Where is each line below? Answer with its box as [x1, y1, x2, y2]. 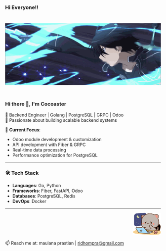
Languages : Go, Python [12, 182, 61, 188]
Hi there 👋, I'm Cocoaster [5, 100, 67, 107]
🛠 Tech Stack [5, 169, 39, 176]
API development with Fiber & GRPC [12, 142, 86, 148]
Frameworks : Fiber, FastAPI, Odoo [12, 188, 83, 194]
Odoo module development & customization [12, 136, 102, 142]
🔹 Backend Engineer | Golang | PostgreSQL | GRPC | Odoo [5, 112, 124, 118]
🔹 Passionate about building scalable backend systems [5, 117, 117, 123]
